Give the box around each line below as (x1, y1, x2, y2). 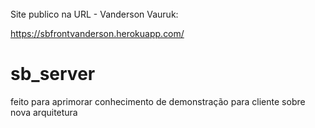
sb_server (10, 62, 96, 85)
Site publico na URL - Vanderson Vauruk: (10, 8, 179, 20)
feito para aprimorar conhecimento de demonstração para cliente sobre (10, 95, 306, 107)
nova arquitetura (10, 106, 78, 118)
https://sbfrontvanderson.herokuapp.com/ (10, 27, 185, 39)
